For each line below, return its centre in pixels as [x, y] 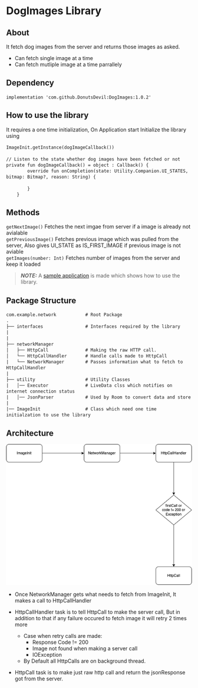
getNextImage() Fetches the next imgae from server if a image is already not [98, 227]
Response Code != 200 [60, 642]
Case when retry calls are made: [63, 636]
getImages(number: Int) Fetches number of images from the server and [93, 258]
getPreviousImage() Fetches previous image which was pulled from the [92, 239]
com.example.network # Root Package [64, 315]
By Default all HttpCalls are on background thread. [85, 661]
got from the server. [39, 679]
